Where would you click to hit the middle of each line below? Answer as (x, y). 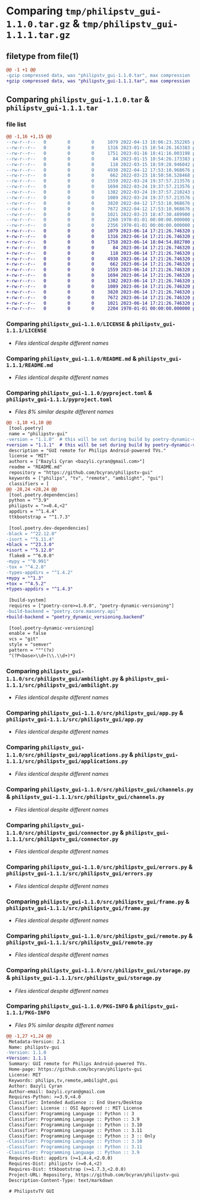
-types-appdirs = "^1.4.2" (40, 572)
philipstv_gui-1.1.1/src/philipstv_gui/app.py (75, 720)
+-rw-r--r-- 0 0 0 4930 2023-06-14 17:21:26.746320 (98, 259)
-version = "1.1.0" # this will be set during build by (78, 439)
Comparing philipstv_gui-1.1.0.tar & (78, 100)
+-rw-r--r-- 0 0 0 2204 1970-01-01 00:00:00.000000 (98, 309)
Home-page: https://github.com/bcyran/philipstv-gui (76, 1069)
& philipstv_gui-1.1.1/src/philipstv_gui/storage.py (84, 978)
